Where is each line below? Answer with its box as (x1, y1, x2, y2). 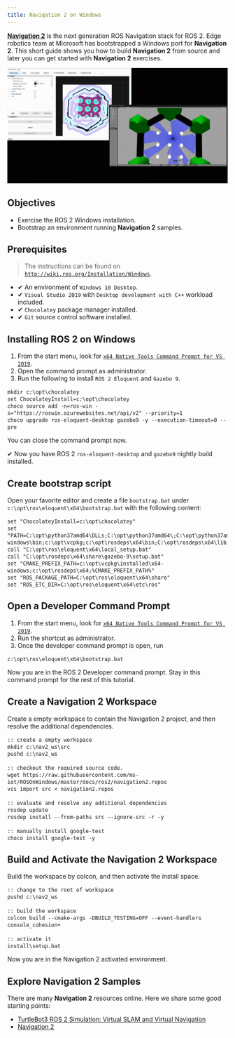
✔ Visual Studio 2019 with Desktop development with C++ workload (17, 291, 213, 299)
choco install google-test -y (7, 834, 96, 841)
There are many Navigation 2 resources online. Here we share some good (7, 994, 222, 1003)
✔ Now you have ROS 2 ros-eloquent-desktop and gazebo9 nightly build (7, 450, 213, 458)
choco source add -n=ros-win (7, 403, 92, 410)
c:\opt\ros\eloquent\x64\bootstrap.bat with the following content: (7, 504, 201, 512)
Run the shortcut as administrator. (17, 634, 115, 642)
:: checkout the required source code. (7, 764, 124, 771)
